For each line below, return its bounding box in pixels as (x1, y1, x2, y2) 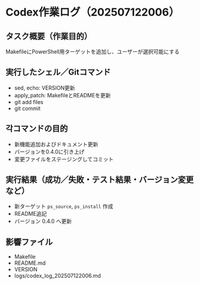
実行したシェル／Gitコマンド (5, 67, 111, 78)
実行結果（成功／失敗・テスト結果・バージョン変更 (5, 174, 194, 185)
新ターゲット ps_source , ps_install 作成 (14, 203, 113, 210)
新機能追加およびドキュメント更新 (14, 140, 99, 148)
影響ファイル (5, 237, 53, 247)
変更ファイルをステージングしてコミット (14, 155, 114, 163)
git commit (14, 105, 41, 112)
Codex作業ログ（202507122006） (5, 5, 180, 19)
